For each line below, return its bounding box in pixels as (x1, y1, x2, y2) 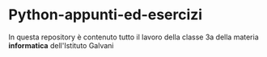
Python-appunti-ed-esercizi (8, 6, 203, 24)
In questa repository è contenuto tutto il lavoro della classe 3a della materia (8, 32, 259, 42)
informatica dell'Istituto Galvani (8, 40, 114, 50)
